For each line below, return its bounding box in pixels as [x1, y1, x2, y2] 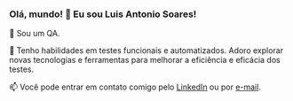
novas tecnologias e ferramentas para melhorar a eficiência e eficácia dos [9, 55, 281, 66]
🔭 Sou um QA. [9, 28, 60, 39]
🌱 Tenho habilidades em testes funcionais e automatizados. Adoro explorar [9, 45, 284, 56]
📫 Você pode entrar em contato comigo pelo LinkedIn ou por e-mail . [9, 82, 262, 92]
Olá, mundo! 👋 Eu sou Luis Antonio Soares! [9, 8, 197, 20]
